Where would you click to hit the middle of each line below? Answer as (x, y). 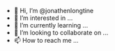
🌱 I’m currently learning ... (51, 25)
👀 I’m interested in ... (43, 18)
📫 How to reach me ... (46, 40)
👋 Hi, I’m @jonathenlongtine (54, 11)
